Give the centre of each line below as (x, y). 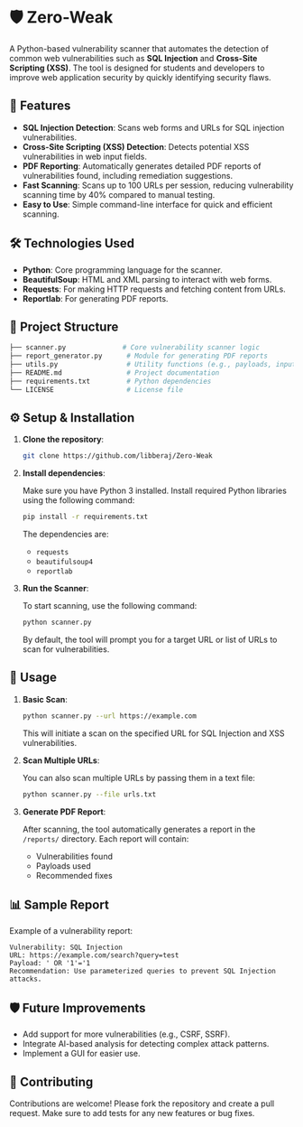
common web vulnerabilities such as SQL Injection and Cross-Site (133, 58)
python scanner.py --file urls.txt (89, 794)
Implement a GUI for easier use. (82, 1054)
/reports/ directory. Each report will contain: (106, 838)
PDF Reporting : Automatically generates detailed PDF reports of (142, 166)
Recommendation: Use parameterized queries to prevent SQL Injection (143, 972)
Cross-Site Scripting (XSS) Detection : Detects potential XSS (136, 146)
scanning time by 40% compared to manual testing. (119, 194)
